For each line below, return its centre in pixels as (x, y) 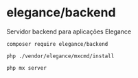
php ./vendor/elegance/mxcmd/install (60, 56)
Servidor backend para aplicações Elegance (69, 31)
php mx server (27, 68)
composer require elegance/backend (57, 44)
